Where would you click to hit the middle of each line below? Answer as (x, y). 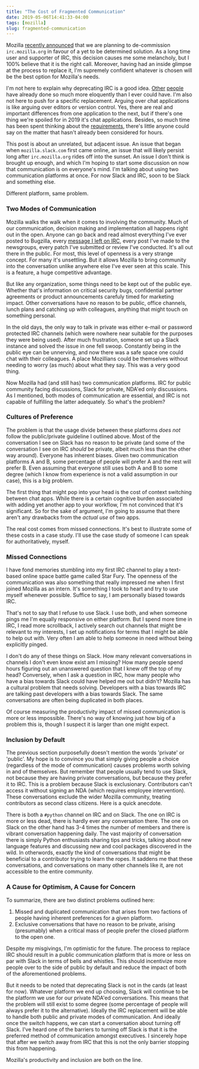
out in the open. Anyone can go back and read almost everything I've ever (97, 234)
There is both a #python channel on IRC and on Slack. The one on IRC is (93, 815)
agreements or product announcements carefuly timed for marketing (90, 296)
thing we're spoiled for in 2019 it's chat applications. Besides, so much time (98, 120)
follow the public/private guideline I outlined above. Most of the (83, 436)
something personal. (31, 315)
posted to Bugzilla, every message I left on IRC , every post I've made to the (98, 241)
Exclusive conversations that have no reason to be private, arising (95, 924)
